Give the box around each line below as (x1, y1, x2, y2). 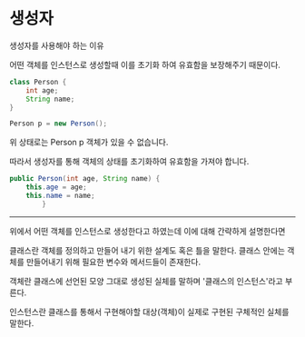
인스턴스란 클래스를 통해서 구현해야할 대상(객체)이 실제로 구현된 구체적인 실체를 (9, 306, 290, 317)
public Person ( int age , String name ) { (9, 174, 161, 183)
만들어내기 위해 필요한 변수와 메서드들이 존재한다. (25, 256, 202, 267)
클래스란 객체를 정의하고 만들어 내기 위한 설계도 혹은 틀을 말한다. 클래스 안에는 (9, 244, 286, 255)
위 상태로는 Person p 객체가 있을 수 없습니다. (9, 137, 169, 148)
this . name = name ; (25, 192, 95, 201)
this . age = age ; (25, 183, 88, 192)
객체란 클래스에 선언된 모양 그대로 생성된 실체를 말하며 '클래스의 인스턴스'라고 (9, 275, 283, 286)
